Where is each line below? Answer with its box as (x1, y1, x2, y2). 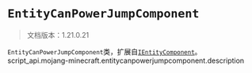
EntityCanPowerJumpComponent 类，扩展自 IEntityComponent (7, 46, 195, 57)
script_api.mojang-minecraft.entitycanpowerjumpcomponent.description (7, 56, 245, 65)
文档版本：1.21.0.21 (26, 30, 90, 39)
